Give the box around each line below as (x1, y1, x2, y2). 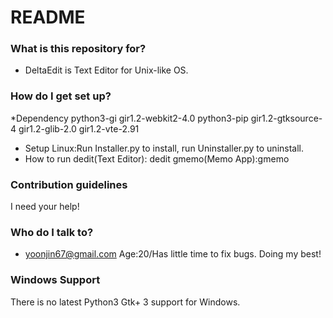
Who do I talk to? (10, 226, 94, 239)
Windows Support (10, 273, 101, 287)
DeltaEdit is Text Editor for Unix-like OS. (24, 64, 189, 76)
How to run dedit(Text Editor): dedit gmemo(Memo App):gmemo (24, 152, 290, 165)
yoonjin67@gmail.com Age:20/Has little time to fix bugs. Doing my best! (24, 248, 322, 260)
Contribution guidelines (10, 177, 128, 191)
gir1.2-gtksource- (250, 112, 323, 124)
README (10, 6, 86, 29)
